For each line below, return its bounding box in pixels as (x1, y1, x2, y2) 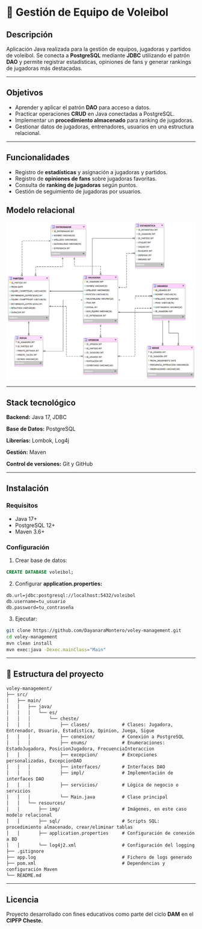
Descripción (6, 30, 53, 40)
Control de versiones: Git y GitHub (6, 461, 93, 468)
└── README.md (6, 872, 42, 879)
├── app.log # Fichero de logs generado (6, 854, 192, 861)
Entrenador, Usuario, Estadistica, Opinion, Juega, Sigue (6, 728, 155, 734)
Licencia (6, 895, 39, 905)
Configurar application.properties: (14, 580, 102, 587)
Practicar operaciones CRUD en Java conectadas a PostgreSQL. (14, 110, 175, 117)
